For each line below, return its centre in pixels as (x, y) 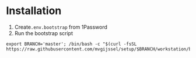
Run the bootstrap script (44, 33)
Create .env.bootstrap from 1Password (61, 27)
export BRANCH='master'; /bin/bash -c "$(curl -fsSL (71, 44)
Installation (34, 11)
